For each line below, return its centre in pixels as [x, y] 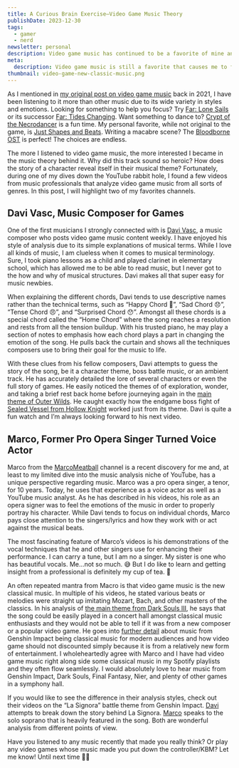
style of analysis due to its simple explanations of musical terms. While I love [119, 246]
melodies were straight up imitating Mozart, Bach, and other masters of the [117, 601]
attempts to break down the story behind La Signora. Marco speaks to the [116, 713]
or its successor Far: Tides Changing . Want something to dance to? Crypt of [119, 116]
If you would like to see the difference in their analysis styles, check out [112, 698]
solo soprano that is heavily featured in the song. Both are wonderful [108, 720]
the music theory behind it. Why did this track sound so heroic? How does [116, 160]
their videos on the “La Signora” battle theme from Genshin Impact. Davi [113, 705]
